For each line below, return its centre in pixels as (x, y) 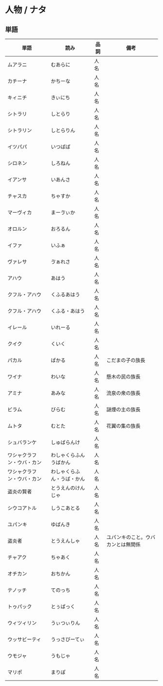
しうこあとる (65, 508)
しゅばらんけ (65, 442)
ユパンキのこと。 (126, 537)
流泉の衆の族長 (123, 393)
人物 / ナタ (26, 10)
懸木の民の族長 (123, 377)
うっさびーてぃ (68, 639)
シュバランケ (22, 442)
